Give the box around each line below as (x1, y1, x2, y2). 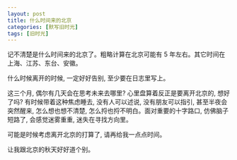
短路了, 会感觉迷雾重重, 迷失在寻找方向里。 (7, 116, 132, 124)
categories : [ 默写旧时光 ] (7, 23, 79, 30)
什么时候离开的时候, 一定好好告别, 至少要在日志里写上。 (7, 74, 170, 82)
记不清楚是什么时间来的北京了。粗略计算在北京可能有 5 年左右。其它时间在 (7, 50, 226, 59)
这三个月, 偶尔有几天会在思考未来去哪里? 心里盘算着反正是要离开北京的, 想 (7, 89, 224, 97)
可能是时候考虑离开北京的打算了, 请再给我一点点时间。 (7, 130, 166, 139)
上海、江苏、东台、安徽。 (7, 59, 82, 68)
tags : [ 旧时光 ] (7, 30, 50, 37)
